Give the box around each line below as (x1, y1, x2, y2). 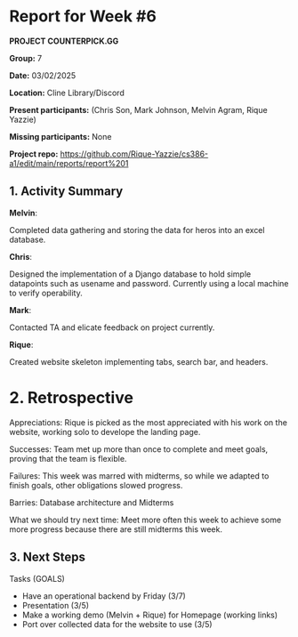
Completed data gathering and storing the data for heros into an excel (9, 224, 265, 235)
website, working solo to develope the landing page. (9, 426, 201, 437)
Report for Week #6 (9, 6, 157, 27)
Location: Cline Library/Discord (9, 87, 125, 98)
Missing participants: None (9, 131, 112, 141)
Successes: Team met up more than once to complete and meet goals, (9, 443, 269, 455)
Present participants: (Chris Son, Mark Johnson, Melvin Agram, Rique (9, 104, 269, 115)
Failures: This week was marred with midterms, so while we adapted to (9, 470, 270, 481)
